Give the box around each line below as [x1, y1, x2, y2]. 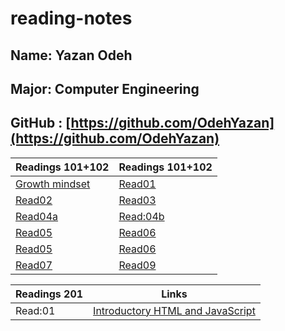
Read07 [15, 258, 53, 272]
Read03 [118, 193, 157, 207]
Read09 [118, 258, 157, 272]
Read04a [15, 209, 59, 223]
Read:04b [118, 209, 165, 223]
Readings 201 [15, 287, 84, 301]
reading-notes [10, 7, 133, 30]
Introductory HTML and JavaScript [93, 303, 256, 317]
